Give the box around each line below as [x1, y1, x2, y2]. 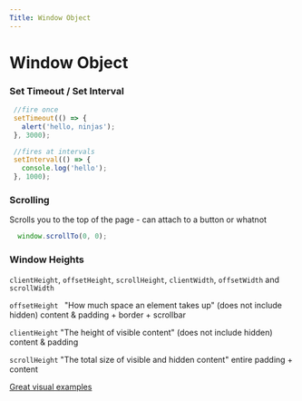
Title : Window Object [9, 13, 92, 23]
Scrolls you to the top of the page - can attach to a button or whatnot [9, 214, 268, 225]
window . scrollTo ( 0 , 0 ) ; [17, 232, 107, 241]
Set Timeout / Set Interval [9, 84, 124, 97]
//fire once [13, 105, 59, 114]
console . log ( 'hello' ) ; [21, 164, 107, 173]
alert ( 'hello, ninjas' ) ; [21, 122, 116, 132]
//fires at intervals [13, 147, 95, 156]
